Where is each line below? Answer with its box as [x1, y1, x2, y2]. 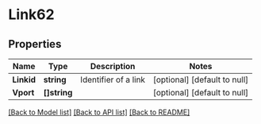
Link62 [8, 6, 55, 24]
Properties [8, 37, 62, 51]
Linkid [12, 74, 36, 85]
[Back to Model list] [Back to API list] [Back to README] [8, 107, 190, 117]
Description [90, 61, 136, 72]
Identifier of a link [80, 74, 145, 85]
